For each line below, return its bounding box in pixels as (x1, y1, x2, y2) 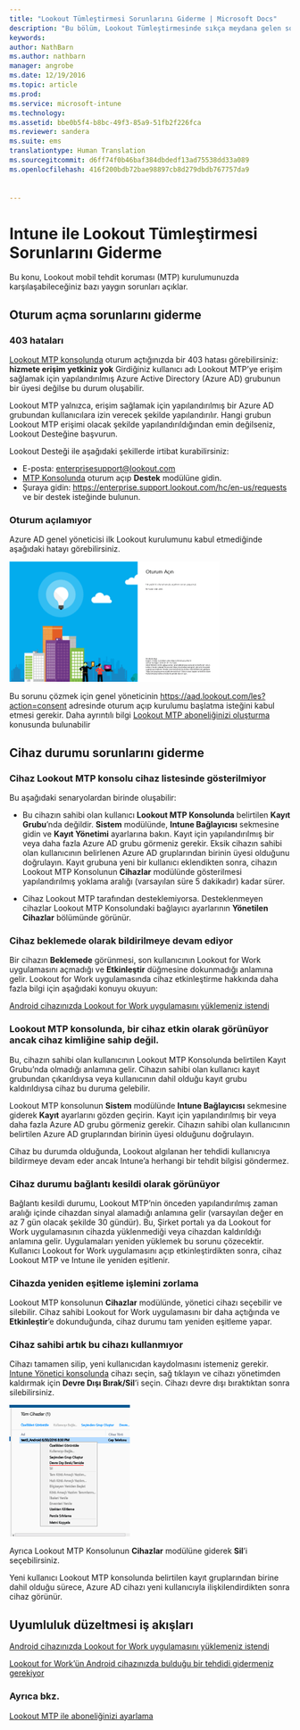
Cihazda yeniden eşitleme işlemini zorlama (9, 1277, 199, 1289)
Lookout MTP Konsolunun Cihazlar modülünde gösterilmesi (21, 866, 243, 877)
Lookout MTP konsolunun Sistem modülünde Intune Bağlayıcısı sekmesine (9, 1100, 287, 1110)
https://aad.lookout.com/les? (160, 691, 266, 702)
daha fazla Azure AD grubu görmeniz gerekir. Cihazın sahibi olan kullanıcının (9, 1119, 290, 1129)
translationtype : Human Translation (9, 146, 146, 155)
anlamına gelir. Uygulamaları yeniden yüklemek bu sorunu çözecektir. (9, 1235, 264, 1246)
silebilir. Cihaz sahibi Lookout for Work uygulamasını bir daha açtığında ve (9, 1307, 280, 1318)
